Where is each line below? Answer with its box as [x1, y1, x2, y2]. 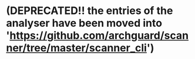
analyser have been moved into [6, 16, 163, 30]
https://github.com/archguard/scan [9, 29, 189, 42]
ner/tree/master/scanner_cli [6, 41, 147, 55]
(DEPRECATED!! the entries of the [6, 4, 173, 18]
